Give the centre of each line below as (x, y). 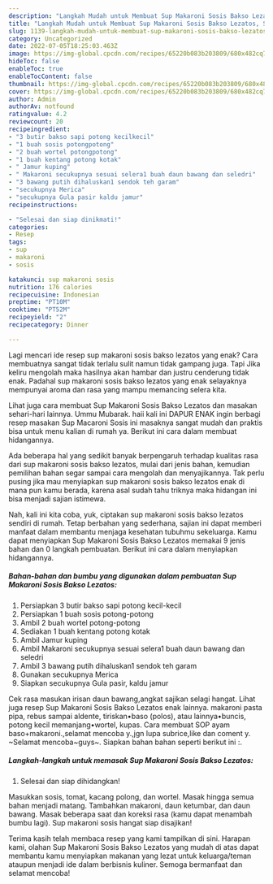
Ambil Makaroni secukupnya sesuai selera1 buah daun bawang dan (132, 648)
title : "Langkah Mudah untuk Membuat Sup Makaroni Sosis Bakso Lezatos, (134, 24)
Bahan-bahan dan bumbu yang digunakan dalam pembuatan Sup (123, 576)
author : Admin (32, 99)
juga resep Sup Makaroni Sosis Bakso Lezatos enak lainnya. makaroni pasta (135, 707)
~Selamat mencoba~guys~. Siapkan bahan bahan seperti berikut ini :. (125, 742)
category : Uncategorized (50, 39)
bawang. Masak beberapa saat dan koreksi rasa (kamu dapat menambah (130, 814)
